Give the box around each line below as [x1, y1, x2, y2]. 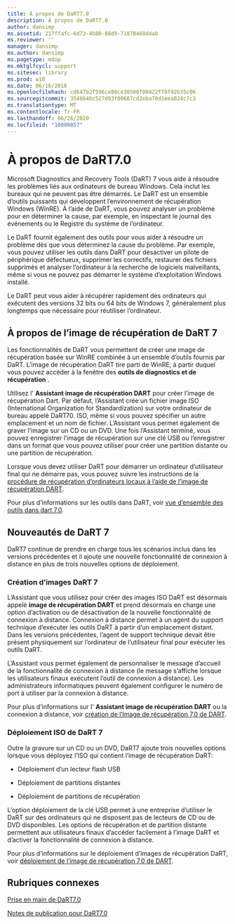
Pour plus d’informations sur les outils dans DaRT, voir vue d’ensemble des [7, 498, 224, 507]
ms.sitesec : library [7, 69, 68, 76]
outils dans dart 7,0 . [7, 506, 65, 514]
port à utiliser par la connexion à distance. [7, 689, 129, 698]
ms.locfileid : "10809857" [7, 121, 83, 129]
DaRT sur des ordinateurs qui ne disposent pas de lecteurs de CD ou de [7, 813, 215, 821]
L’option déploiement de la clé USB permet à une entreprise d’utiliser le [7, 805, 213, 814]
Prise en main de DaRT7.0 [7, 895, 81, 904]
